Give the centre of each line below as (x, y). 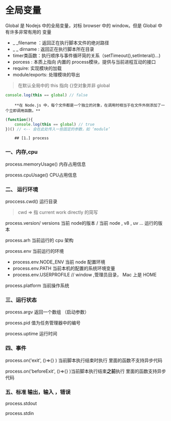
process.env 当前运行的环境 (35, 251)
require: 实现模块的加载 (37, 68)
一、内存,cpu (22, 152)
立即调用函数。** (25, 111)
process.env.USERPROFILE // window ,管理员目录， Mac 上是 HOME (84, 275)
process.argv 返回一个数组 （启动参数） (47, 312)
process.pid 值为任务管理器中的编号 (43, 323)
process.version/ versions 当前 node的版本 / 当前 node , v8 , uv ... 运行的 (82, 223)
